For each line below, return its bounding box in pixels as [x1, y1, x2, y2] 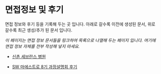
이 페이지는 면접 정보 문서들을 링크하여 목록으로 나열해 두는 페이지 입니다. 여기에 [5, 37, 156, 43]
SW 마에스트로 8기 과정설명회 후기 [12, 63, 77, 70]
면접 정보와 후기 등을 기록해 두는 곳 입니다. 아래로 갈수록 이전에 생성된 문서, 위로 [5, 21, 156, 27]
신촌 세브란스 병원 [12, 53, 46, 59]
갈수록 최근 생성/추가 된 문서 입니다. [5, 27, 73, 33]
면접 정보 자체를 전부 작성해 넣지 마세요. [5, 43, 80, 49]
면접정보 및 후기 [5, 4, 64, 15]
